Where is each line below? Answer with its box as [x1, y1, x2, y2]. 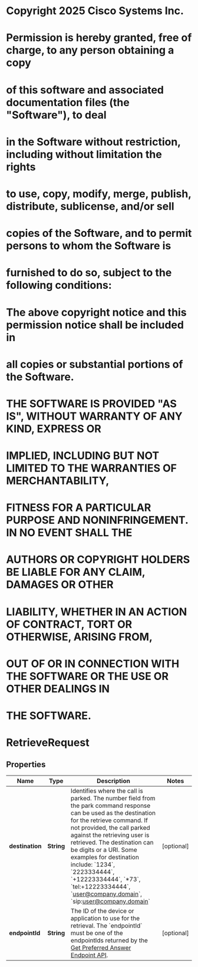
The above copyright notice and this [6, 305, 187, 319]
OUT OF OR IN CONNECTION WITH [6, 657, 180, 670]
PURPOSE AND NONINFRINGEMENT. [6, 514, 189, 527]
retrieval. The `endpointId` [70, 922, 143, 929]
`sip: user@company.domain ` [70, 897, 150, 905]
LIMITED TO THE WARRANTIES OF [6, 461, 177, 475]
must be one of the [70, 929, 123, 937]
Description [96, 777, 131, 785]
